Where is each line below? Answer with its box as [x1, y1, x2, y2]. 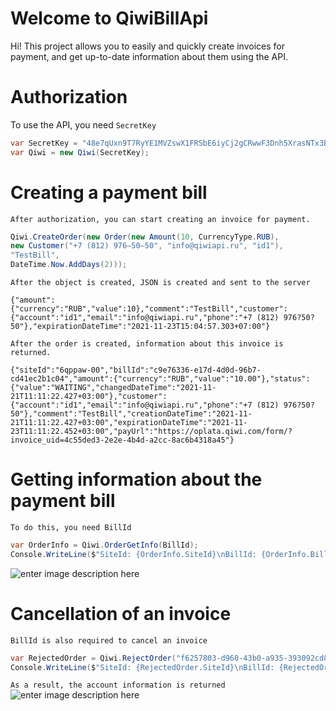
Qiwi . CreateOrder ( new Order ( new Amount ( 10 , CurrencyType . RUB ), [10, 232, 280, 242]
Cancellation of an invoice [10, 602, 232, 625]
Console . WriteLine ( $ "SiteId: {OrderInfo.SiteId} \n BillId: [10, 549, 257, 559]
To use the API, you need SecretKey [10, 118, 157, 131]
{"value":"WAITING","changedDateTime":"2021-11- [10, 383, 217, 393]
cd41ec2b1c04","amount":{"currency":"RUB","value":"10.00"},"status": [10, 374, 311, 384]
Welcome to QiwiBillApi [10, 7, 209, 30]
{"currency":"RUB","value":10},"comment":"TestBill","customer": [10, 304, 288, 314]
